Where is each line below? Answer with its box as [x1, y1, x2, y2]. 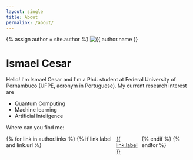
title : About [6, 14, 38, 20]
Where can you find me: [6, 124, 65, 131]
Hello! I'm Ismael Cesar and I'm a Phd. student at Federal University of [6, 76, 177, 83]
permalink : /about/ [6, 19, 54, 25]
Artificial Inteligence [14, 113, 64, 120]
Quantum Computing [14, 100, 66, 107]
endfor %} [141, 142, 167, 149]
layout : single [6, 8, 44, 15]
